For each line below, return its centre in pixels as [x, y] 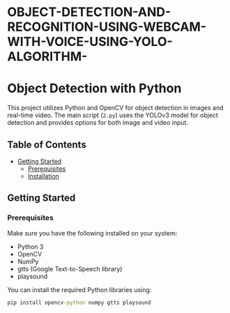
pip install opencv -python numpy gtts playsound [79, 303]
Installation [43, 176]
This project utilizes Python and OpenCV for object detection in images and [116, 108]
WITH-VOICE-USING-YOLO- [90, 42]
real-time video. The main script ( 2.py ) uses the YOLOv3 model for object [113, 115]
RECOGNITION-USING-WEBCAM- [107, 27]
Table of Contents [47, 145]
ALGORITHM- [47, 57]
